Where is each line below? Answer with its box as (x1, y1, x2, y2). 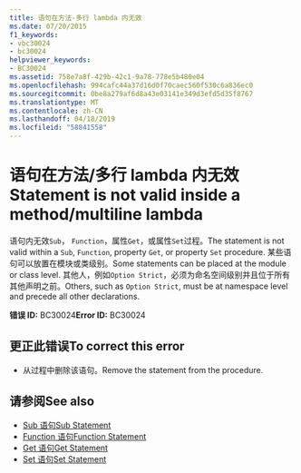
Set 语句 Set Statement (22, 453, 107, 464)
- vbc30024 (9, 38, 51, 48)
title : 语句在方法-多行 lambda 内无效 (9, 13, 142, 23)
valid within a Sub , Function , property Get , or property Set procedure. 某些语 (9, 246, 292, 257)
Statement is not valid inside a (9, 185, 241, 205)
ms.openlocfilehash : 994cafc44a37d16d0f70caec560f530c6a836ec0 (9, 81, 254, 90)
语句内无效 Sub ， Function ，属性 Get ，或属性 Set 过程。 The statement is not (9, 235, 285, 246)
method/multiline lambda (9, 204, 204, 225)
